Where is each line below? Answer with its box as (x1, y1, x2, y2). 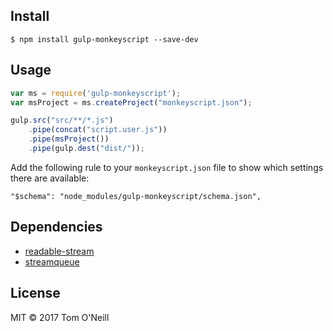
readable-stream (24, 245, 95, 257)
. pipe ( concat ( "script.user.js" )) (28, 125, 168, 135)
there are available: (10, 172, 90, 184)
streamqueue (24, 255, 80, 268)
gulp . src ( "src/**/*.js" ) (10, 115, 114, 126)
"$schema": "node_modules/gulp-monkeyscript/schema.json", (10, 191, 262, 201)
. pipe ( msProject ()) (28, 134, 110, 144)
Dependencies (10, 219, 103, 236)
